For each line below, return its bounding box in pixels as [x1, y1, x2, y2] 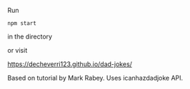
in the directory [7, 32, 52, 41]
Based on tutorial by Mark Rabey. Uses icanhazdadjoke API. [7, 74, 184, 82]
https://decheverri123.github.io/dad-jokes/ [7, 60, 132, 68]
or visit [7, 46, 28, 54]
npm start [7, 20, 37, 27]
